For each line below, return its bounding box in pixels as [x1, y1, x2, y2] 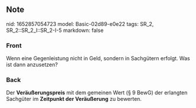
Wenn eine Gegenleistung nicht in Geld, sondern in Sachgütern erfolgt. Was [6, 55, 190, 62]
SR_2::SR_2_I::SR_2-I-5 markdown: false [6, 27, 104, 34]
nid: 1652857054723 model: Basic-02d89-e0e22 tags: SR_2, [6, 20, 154, 27]
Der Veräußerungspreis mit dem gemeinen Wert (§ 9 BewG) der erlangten [6, 89, 188, 96]
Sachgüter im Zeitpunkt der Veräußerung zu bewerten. [6, 96, 142, 103]
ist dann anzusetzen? [6, 61, 58, 68]
